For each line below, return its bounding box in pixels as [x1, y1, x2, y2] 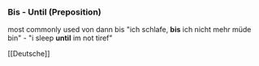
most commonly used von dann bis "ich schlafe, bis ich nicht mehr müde [7, 25, 252, 35]
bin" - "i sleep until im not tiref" [7, 33, 113, 43]
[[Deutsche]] [7, 49, 50, 59]
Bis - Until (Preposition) [7, 6, 102, 18]
